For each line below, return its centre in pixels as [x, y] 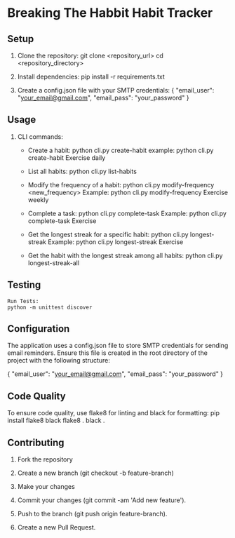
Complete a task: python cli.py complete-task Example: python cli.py [127, 213]
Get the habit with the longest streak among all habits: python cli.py [125, 255]
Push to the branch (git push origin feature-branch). [92, 514]
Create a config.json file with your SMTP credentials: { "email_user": [116, 90]
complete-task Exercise [62, 221]
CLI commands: [40, 136]
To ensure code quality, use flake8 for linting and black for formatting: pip [113, 413]
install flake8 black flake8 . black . [56, 421]
